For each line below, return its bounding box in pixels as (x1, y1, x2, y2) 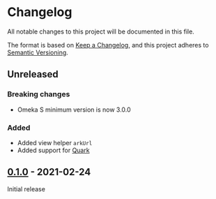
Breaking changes (7, 89, 70, 99)
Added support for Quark (17, 146, 90, 154)
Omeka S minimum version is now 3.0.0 (17, 105, 131, 114)
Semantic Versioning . (7, 48, 68, 57)
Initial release (7, 184, 45, 193)
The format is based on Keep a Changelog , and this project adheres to (7, 40, 209, 49)
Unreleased (7, 68, 59, 80)
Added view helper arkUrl (17, 138, 93, 147)
